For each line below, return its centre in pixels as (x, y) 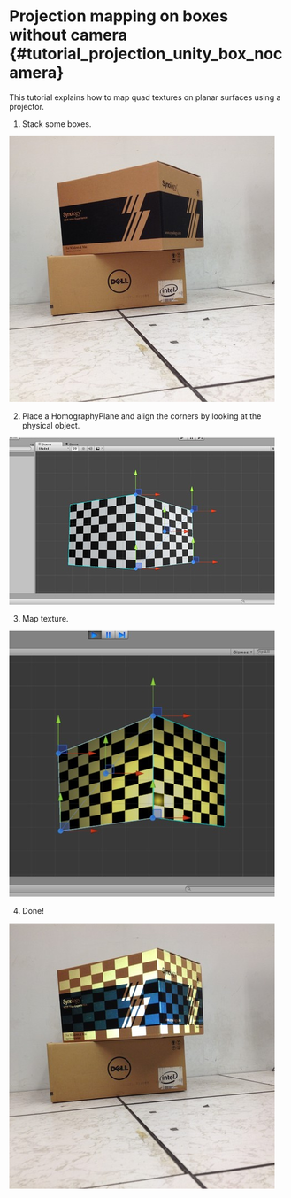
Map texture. (45, 618)
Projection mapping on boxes (119, 16)
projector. (27, 106)
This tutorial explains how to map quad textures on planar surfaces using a (145, 97)
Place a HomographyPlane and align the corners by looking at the (142, 416)
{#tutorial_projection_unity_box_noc (146, 54)
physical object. (51, 425)
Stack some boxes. (57, 124)
